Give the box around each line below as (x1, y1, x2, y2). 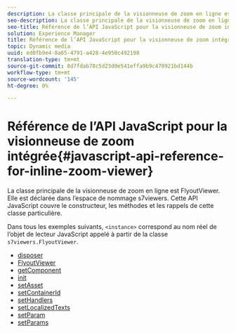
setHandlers (17, 296, 53, 304)
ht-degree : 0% (7, 82, 49, 89)
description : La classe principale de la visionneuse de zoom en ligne (7, 10, 221, 18)
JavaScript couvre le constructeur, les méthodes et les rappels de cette (7, 202, 214, 210)
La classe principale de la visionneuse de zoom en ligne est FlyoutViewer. (7, 187, 221, 195)
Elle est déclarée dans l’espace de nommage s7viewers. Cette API (7, 194, 198, 202)
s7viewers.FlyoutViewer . (7, 237, 79, 246)
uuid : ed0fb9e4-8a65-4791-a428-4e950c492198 (7, 50, 140, 57)
